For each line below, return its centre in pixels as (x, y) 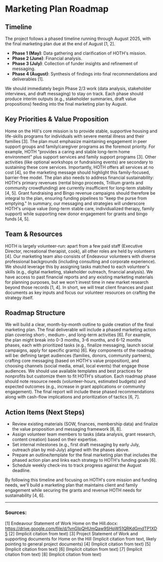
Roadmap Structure (35, 313)
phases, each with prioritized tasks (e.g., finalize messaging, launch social (79, 345)
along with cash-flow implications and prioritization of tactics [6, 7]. (73, 397)
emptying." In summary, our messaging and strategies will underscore (75, 203)
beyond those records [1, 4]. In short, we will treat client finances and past (79, 287)
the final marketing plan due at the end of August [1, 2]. (60, 44)
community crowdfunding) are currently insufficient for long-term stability (79, 188)
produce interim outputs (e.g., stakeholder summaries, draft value (71, 99)
